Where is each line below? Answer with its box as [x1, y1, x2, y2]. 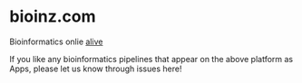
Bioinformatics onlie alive [9, 36, 103, 47]
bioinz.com [9, 6, 97, 27]
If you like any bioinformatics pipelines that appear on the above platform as [9, 53, 293, 64]
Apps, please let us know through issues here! [9, 63, 182, 74]
